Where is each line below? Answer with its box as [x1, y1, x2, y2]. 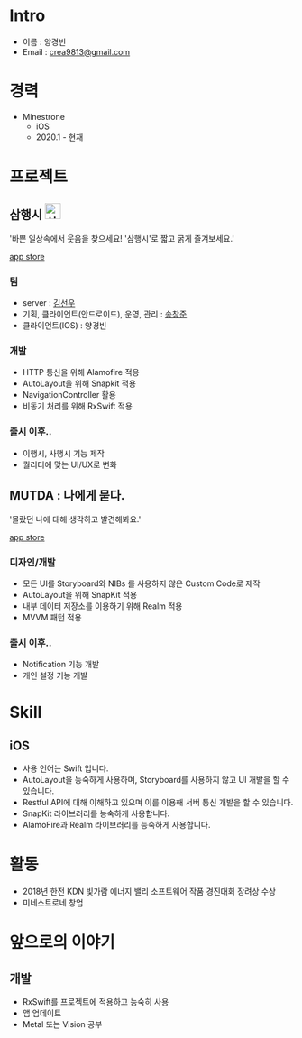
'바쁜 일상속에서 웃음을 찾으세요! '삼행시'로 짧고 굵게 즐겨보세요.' [9, 233, 235, 243]
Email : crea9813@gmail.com [22, 46, 131, 57]
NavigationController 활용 [22, 390, 117, 400]
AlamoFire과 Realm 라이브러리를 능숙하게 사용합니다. [22, 820, 211, 831]
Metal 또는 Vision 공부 [22, 1019, 103, 1030]
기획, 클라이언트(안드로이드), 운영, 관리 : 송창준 [22, 308, 188, 320]
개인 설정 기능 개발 [22, 670, 88, 681]
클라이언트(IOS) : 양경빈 [22, 320, 107, 331]
